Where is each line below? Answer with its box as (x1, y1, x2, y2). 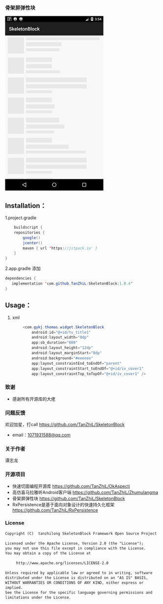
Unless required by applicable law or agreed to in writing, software (5, 570, 153, 575)
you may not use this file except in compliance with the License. (5, 546, 146, 551)
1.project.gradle (5, 215, 37, 221)
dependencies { (5, 276, 36, 281)
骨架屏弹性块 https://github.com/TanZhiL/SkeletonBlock (12, 495, 125, 501)
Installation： (5, 201, 47, 210)
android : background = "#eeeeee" (31, 355, 93, 361)
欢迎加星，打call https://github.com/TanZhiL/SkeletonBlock (5, 422, 125, 428)
